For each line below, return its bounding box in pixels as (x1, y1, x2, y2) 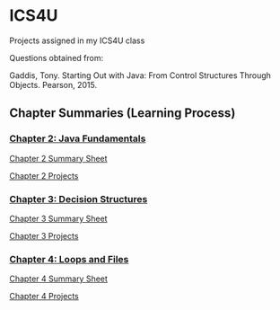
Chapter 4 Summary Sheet (9, 273, 108, 284)
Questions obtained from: (9, 52, 104, 63)
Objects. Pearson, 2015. (9, 79, 97, 90)
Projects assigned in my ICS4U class (9, 35, 145, 46)
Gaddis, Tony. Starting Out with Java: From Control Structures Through (9, 69, 272, 81)
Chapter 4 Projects (9, 291, 79, 302)
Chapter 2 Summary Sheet (9, 153, 108, 164)
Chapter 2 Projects (9, 170, 79, 181)
